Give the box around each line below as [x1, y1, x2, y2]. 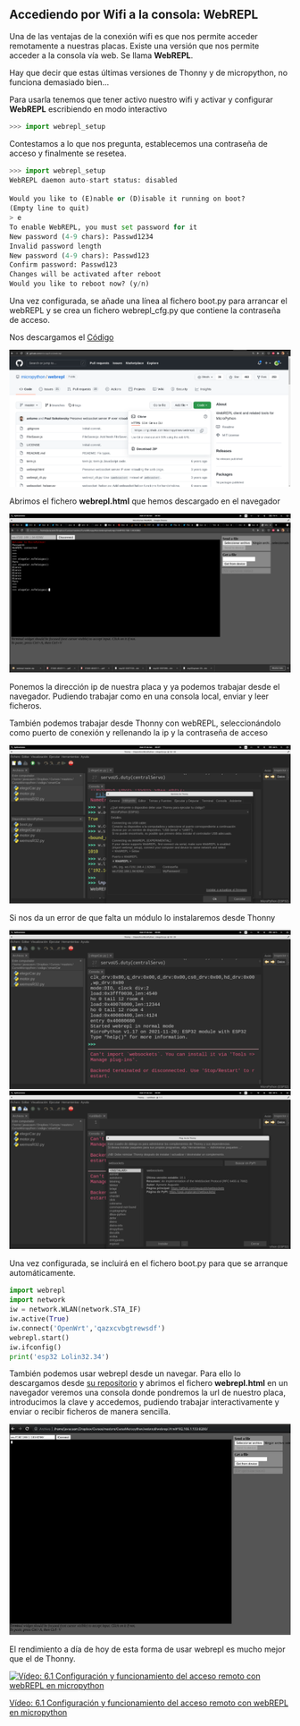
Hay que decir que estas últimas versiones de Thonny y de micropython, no [9, 67, 288, 78]
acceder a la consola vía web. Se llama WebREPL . [9, 49, 194, 61]
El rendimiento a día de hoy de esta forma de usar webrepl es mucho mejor [9, 1644, 286, 1654]
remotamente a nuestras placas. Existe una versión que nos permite [9, 40, 260, 51]
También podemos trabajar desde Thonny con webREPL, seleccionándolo [9, 718, 281, 728]
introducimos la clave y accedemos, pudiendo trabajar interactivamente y [9, 1397, 279, 1407]
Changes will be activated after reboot [9, 270, 162, 279]
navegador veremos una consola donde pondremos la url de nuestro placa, [9, 1387, 287, 1399]
